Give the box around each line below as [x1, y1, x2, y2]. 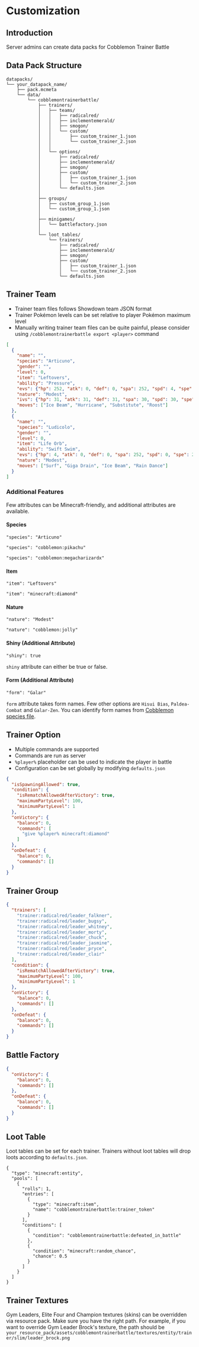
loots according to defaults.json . [6, 1154, 88, 1161]
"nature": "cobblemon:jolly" [6, 627, 78, 633]
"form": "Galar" [6, 689, 46, 695]
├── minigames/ [37, 216, 76, 222]
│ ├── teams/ [37, 107, 76, 113]
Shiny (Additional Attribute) [6, 640, 75, 646]
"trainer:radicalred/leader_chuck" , [17, 935, 108, 941]
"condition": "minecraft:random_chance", [32, 1248, 136, 1254]
